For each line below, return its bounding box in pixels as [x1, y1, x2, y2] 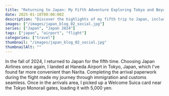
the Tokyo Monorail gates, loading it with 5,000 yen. [5, 84, 113, 90]
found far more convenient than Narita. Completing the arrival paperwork [5, 68, 157, 75]
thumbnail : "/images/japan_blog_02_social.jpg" [5, 40, 107, 45]
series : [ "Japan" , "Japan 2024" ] [5, 26, 75, 31]
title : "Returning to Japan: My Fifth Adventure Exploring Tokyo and [5, 7, 154, 12]
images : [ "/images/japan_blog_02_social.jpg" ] [5, 21, 105, 26]
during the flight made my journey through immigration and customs [5, 74, 147, 80]
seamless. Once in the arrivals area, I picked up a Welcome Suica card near [5, 79, 162, 85]
